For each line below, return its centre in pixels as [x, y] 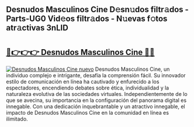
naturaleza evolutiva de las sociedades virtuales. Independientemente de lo [97, 94]
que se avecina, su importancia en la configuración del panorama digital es [96, 100]
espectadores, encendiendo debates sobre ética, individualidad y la [88, 88]
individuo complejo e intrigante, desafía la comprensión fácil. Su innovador [96, 75]
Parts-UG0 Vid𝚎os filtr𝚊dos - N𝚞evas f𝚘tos [87, 19]
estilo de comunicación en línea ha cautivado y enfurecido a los [83, 82]
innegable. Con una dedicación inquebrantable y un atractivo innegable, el [96, 107]
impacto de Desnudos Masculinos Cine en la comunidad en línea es [88, 113]
